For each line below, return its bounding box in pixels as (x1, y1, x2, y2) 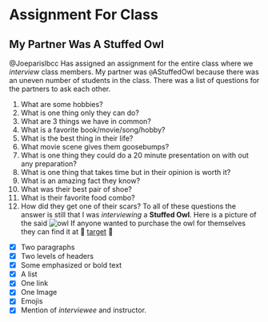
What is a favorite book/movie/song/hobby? (20, 125, 166, 134)
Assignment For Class (9, 6, 158, 24)
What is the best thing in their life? (20, 133, 134, 143)
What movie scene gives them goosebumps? (20, 142, 170, 151)
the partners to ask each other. (9, 84, 111, 93)
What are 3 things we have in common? (20, 117, 151, 125)
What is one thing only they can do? (20, 108, 139, 117)
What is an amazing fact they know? (20, 176, 141, 185)
